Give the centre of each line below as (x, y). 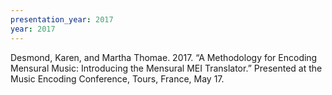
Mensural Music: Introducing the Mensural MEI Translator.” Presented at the (166, 68)
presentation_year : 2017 (62, 19)
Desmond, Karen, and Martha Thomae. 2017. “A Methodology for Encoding (164, 57)
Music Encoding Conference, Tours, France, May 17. (117, 78)
